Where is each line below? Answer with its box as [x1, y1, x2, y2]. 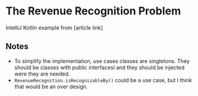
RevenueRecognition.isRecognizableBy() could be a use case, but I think [14, 76, 193, 83]
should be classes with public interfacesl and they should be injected [14, 64, 185, 71]
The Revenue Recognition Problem [5, 4, 181, 18]
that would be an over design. [14, 83, 88, 90]
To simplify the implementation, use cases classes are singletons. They [14, 57, 190, 64]
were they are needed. [14, 70, 70, 77]
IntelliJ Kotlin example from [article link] [5, 24, 103, 31]
